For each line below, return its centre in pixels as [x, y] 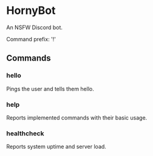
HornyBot [31, 11]
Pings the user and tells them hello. [50, 89]
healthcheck [25, 133]
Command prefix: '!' [31, 39]
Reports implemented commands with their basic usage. [77, 117]
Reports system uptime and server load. [56, 147]
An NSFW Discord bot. [34, 27]
